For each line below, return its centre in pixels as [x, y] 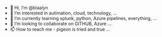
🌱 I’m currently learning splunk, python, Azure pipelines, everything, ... [83, 18]
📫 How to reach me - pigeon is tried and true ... [60, 29]
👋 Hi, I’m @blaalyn [29, 8]
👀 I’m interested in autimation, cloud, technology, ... [64, 13]
